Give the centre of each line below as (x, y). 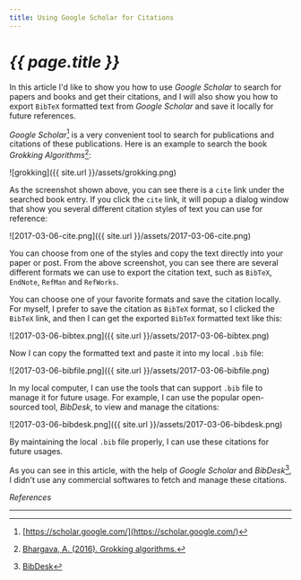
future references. (43, 115)
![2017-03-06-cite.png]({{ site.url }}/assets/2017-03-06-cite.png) (130, 235)
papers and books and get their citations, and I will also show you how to (144, 96)
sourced (25, 407)
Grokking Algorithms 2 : (50, 154)
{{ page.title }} (65, 62)
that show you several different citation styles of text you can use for (136, 208)
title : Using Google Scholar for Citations (92, 18)
